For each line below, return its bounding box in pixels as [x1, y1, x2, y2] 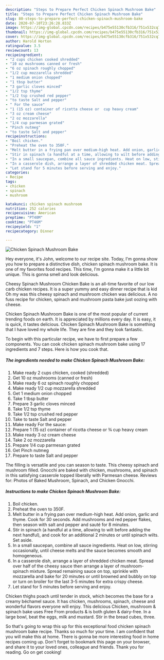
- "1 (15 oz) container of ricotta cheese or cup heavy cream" [5, 107, 139, 112]
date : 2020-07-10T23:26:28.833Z [5, 20, 71, 26]
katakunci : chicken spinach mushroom [5, 202, 82, 207]
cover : [5, 35, 19, 39]
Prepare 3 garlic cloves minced [12, 400, 75, 407]
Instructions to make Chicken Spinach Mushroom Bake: [5, 489, 121, 494]
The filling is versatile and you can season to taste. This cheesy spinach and [5, 462, 159, 468]
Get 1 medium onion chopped [12, 390, 72, 396]
